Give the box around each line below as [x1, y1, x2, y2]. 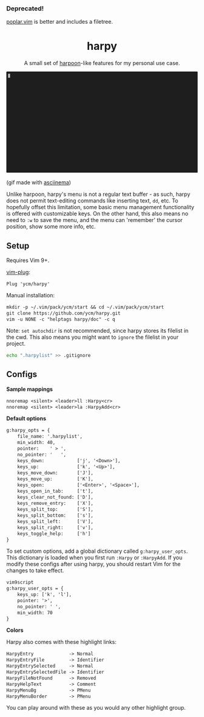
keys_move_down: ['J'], [17, 469, 94, 476]
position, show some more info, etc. [6, 223, 96, 230]
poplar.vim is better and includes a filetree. [6, 18, 114, 26]
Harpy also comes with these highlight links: [6, 638, 117, 645]
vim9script [6, 579, 34, 585]
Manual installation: [6, 292, 55, 299]
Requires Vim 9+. [6, 257, 50, 264]
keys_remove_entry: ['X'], [17, 500, 94, 506]
